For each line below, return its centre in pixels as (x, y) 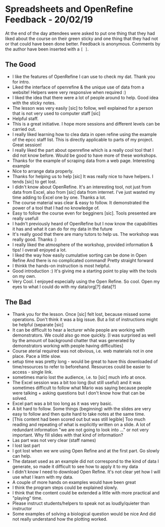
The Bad (18, 302)
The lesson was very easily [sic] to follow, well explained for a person (83, 108)
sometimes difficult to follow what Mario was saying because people (82, 388)
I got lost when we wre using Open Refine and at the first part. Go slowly (86, 450)
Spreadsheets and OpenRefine (69, 9)
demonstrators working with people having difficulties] (68, 346)
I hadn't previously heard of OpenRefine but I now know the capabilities (85, 223)
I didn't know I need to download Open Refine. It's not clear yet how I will (86, 472)
